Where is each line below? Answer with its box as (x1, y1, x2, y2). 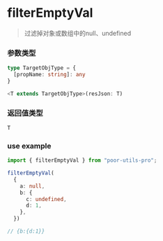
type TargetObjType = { (7, 64, 77, 71)
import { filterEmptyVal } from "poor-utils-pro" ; (7, 157, 157, 164)
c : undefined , (25, 195, 68, 202)
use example (7, 141, 52, 151)
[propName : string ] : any (13, 71, 86, 78)
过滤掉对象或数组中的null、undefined (24, 29, 131, 37)
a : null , (20, 182, 45, 190)
